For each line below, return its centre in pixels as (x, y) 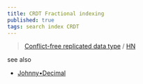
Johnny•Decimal (42, 73)
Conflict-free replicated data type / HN (80, 47)
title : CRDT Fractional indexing (56, 14)
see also (19, 60)
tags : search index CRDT (43, 26)
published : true (31, 20)
